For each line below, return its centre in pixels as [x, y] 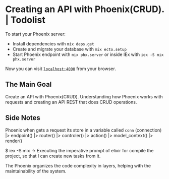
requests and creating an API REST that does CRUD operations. [71, 102]
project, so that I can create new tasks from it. [53, 156]
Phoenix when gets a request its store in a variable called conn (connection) [83, 130]
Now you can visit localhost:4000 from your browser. [61, 69]
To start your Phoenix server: [35, 34]
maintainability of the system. [36, 171]
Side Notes [23, 118]
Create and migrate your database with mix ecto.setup [70, 49]
